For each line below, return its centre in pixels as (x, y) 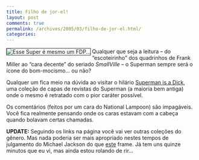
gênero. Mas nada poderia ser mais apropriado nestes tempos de (87, 138)
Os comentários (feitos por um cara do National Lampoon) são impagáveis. (99, 107)
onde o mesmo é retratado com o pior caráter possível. (75, 95)
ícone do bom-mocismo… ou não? (49, 71)
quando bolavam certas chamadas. (50, 120)
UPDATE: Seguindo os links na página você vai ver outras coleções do (94, 132)
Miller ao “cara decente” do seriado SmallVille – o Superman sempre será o (99, 65)
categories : (21, 34)
